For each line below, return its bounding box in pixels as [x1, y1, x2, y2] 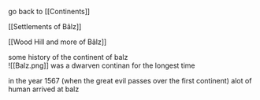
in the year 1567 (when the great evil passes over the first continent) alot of [8, 76, 252, 85]
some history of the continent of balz [8, 53, 128, 61]
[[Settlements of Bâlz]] [8, 22, 82, 31]
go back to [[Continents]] [8, 7, 91, 16]
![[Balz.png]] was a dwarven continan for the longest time [8, 61, 195, 70]
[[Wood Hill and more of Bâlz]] [8, 37, 107, 46]
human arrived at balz [8, 84, 80, 94]
